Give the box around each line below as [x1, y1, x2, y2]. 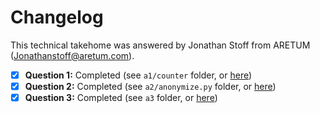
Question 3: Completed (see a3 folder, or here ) [24, 92, 218, 104]
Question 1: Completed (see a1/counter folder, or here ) [24, 69, 253, 81]
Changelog [10, 6, 104, 29]
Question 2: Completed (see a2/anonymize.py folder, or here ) [24, 81, 277, 92]
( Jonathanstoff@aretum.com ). [10, 49, 135, 61]
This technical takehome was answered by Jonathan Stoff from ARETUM [10, 39, 311, 51]
